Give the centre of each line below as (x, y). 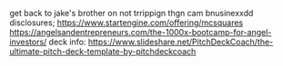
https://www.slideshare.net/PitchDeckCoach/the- (181, 42)
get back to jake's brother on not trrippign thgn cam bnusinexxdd (131, 13)
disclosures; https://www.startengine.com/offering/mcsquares (126, 23)
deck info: (67, 42)
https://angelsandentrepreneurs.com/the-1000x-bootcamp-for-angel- (141, 32)
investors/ (28, 42)
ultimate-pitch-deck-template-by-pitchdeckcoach (103, 52)
